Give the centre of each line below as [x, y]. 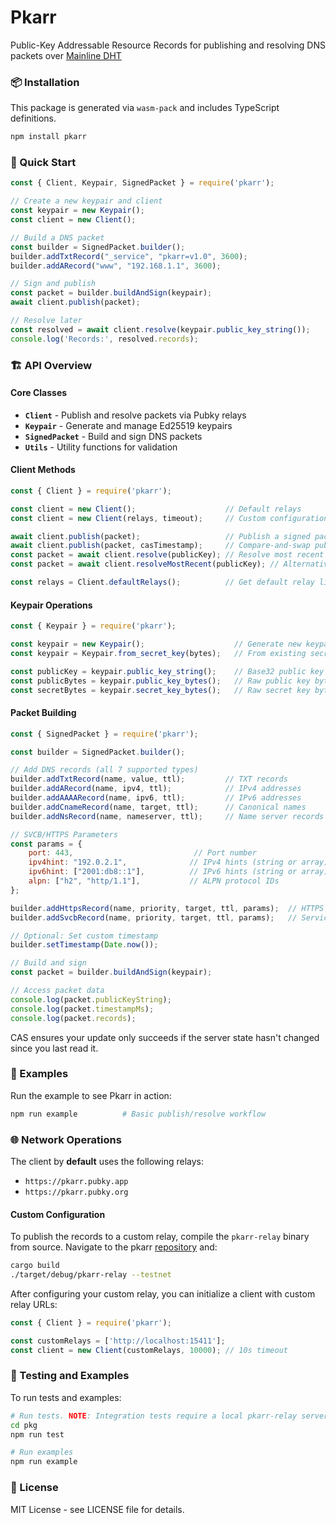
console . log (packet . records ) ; [73, 1018]
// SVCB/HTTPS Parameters [64, 834]
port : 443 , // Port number [142, 853]
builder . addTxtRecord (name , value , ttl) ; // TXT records [149, 779]
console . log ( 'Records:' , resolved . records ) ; [104, 339]
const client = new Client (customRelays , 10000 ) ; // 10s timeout [149, 1350]
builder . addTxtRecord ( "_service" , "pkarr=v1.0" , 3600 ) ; [129, 256]
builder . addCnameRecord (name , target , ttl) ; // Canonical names [158, 807]
